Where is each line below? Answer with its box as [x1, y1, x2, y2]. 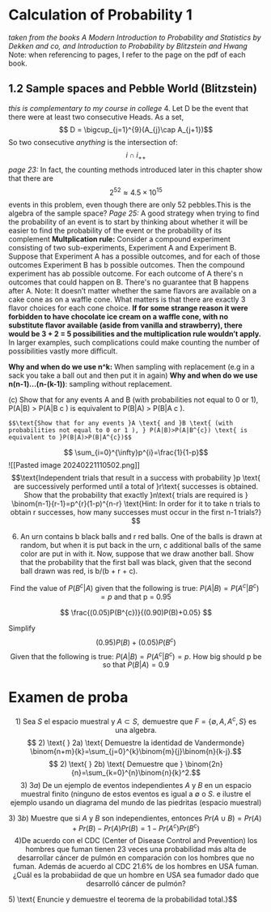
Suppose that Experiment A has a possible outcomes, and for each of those [8, 251, 260, 261]
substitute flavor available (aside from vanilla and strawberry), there [8, 320, 243, 330]
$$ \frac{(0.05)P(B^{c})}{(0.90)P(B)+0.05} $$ [59, 607, 213, 617]
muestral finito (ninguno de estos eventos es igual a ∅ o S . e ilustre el [20, 789, 252, 799]
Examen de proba [8, 688, 129, 707]
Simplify [8, 623, 36, 633]
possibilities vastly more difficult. [8, 346, 118, 356]
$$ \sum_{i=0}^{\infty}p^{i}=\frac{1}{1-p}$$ [63, 447, 209, 457]
